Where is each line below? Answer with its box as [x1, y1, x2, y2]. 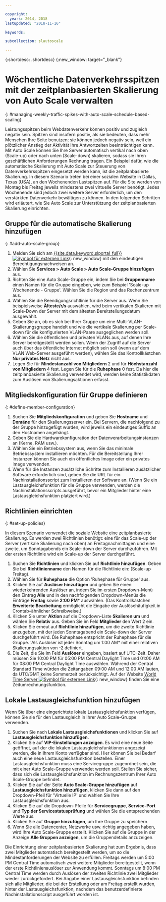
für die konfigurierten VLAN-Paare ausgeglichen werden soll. [25, 329, 150, 335]
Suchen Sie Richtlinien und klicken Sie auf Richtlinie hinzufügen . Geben [12, 561, 162, 566]
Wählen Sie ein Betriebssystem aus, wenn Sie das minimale [12, 445, 134, 451]
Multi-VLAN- [116, 318, 142, 325]
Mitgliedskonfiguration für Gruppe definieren [5, 391, 148, 399]
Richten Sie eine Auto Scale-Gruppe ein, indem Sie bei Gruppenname [12, 276, 155, 282]
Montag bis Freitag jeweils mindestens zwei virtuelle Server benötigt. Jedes [5, 184, 160, 190]
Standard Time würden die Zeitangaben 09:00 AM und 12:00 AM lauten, [12, 666, 160, 672]
